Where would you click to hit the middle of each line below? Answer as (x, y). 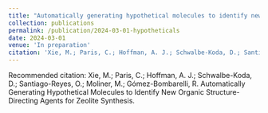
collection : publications (51, 23)
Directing (23, 101)
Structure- (223, 92)
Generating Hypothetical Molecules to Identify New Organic (106, 92)
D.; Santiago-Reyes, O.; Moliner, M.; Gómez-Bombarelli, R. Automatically (127, 84)
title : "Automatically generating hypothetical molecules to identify (128, 16)
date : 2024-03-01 (37, 38)
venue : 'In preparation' (49, 45)
